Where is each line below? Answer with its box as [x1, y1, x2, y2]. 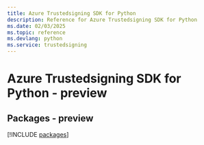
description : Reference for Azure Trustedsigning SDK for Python [7, 16, 197, 23]
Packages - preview [7, 112, 94, 124]
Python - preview [7, 86, 107, 101]
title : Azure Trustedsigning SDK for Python [7, 10, 136, 17]
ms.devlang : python [7, 35, 63, 42]
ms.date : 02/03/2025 [7, 22, 66, 29]
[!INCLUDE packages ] [7, 131, 69, 138]
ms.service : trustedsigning [7, 42, 88, 48]
